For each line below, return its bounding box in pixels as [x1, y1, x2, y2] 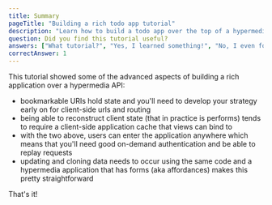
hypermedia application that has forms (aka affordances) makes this [19, 165, 249, 174]
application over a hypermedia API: [8, 80, 125, 90]
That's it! [8, 190, 38, 199]
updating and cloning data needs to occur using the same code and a [19, 156, 253, 166]
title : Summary [8, 11, 60, 20]
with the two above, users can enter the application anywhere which [19, 130, 249, 140]
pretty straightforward [19, 173, 94, 183]
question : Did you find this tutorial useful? [8, 34, 168, 43]
